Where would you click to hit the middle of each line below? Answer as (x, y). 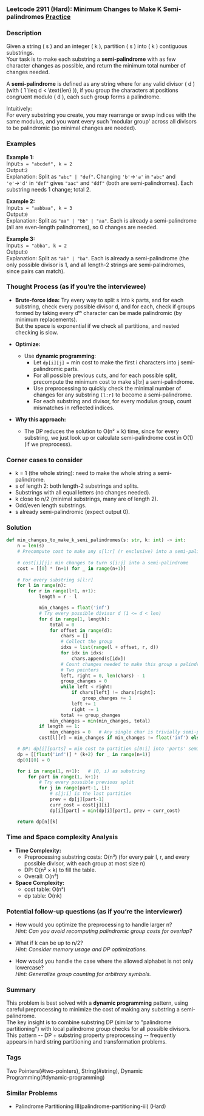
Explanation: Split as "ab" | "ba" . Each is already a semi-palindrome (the (98, 258)
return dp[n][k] (38, 822)
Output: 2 (17, 170)
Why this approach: (40, 419)
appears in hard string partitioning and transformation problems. (87, 1042)
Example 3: (21, 238)
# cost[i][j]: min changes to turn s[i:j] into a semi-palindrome (103, 563)
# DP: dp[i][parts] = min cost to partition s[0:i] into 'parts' (102, 749)
